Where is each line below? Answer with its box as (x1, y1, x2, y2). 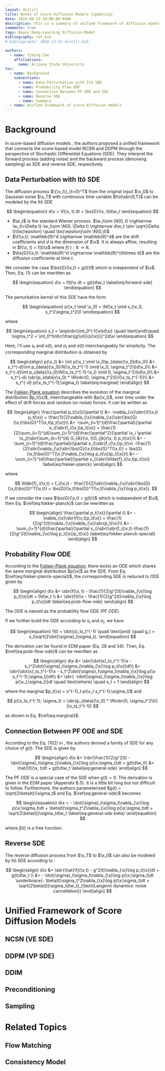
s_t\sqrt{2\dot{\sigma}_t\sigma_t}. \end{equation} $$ (28, 634, 137, 639)
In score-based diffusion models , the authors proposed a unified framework (5, 141, 160, 146)
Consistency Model (5, 1058, 66, 1067)
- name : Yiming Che (9, 53, 50, 58)
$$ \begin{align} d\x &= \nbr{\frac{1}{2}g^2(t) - (34, 755, 131, 761)
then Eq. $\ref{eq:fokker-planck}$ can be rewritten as (5, 500, 114, 506)
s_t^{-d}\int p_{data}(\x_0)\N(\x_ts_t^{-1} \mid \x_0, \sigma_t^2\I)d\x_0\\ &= (7, 364, 158, 370)
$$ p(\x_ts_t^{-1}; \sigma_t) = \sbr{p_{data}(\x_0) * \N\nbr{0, (7, 698, 129, 704)
